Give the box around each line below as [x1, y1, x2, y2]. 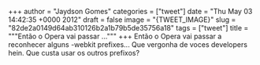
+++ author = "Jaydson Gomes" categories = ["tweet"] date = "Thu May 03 [8, 7, 253, 16]
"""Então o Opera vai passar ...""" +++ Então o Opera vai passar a [8, 31, 222, 41]
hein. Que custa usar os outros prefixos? [8, 49, 140, 57]
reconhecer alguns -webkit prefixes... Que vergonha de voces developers [8, 40, 248, 49]
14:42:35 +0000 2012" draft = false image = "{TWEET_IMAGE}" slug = [8, 15, 236, 24]
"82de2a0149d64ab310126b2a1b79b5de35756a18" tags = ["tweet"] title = [8, 23, 249, 32]
